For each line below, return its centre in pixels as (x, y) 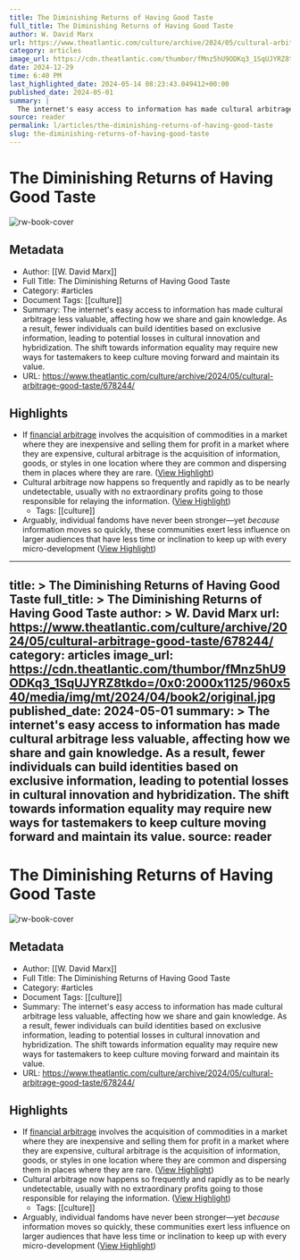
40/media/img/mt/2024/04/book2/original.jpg (142, 697)
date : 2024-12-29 (42, 68)
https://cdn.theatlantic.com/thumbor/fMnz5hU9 (148, 669)
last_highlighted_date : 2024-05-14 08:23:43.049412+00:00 (119, 84)
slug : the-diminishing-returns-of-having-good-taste (109, 134)
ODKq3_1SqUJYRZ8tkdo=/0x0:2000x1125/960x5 (150, 683)
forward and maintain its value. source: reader (141, 836)
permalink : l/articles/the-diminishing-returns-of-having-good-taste (142, 126)
